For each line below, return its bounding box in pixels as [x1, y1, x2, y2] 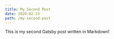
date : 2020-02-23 [5, 11, 40, 16]
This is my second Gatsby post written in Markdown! [5, 29, 110, 35]
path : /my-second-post [5, 16, 51, 20]
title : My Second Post [5, 7, 51, 12]
